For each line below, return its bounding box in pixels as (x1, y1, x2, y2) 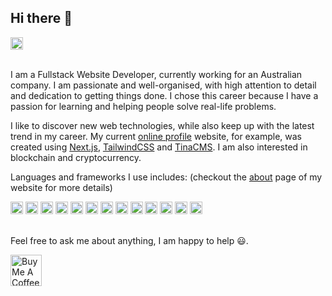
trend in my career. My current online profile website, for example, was (10, 130, 303, 142)
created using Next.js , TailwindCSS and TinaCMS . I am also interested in (10, 141, 308, 153)
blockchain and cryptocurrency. (10, 151, 142, 163)
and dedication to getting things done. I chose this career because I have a (10, 89, 319, 101)
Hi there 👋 (10, 10, 73, 27)
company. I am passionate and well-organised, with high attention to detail (10, 79, 317, 91)
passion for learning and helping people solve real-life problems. (10, 100, 277, 112)
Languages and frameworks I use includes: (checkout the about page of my (10, 171, 323, 183)
